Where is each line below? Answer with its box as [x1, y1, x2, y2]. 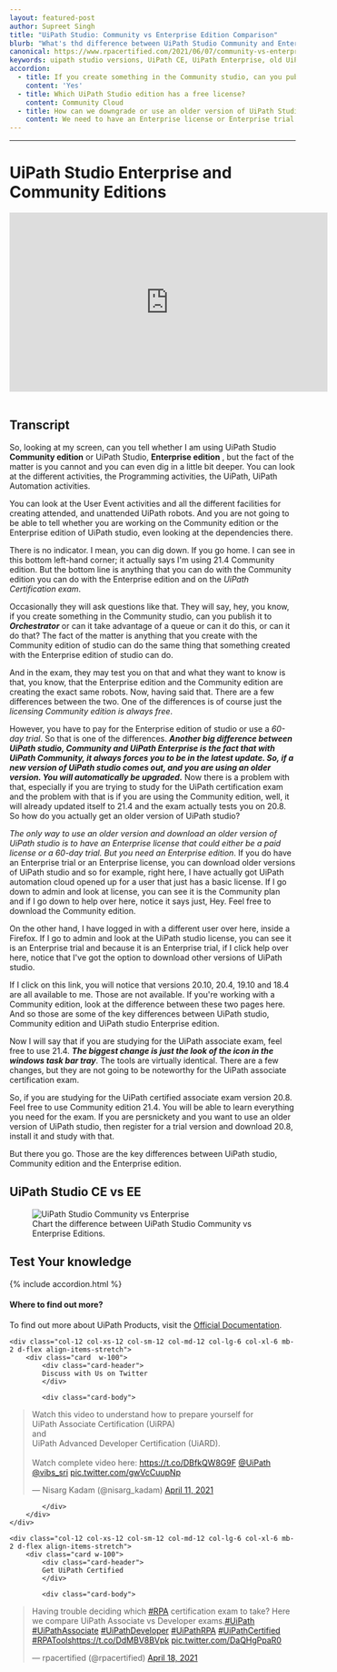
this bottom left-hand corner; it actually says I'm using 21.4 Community [9, 554, 275, 565]
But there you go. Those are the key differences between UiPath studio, [9, 1148, 278, 1159]
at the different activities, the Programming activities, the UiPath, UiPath [9, 471, 278, 481]
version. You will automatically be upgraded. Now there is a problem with [9, 771, 291, 783]
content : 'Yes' [25, 81, 84, 90]
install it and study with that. [9, 1130, 115, 1141]
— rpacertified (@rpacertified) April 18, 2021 [31, 1652, 198, 1663]
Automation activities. [9, 480, 91, 491]
